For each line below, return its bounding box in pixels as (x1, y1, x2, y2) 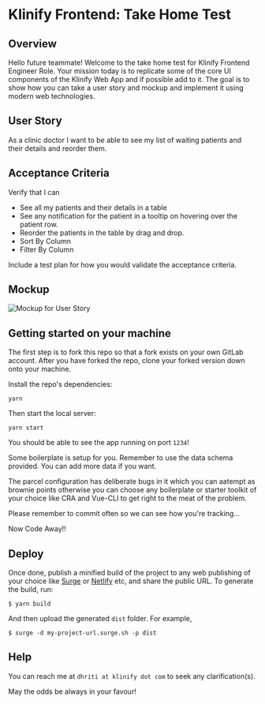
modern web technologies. (8, 92, 95, 100)
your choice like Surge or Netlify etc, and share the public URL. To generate (8, 576, 254, 586)
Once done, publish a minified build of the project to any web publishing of (8, 568, 251, 578)
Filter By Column (19, 245, 74, 254)
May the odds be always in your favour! (8, 687, 136, 696)
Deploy (8, 547, 44, 560)
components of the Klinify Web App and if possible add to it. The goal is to (8, 75, 250, 84)
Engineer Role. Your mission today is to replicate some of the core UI (8, 66, 231, 76)
